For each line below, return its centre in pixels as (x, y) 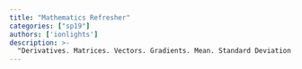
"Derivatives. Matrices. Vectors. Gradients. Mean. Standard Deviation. (156, 51)
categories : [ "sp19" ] (50, 26)
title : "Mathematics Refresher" (70, 17)
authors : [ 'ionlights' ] (54, 34)
